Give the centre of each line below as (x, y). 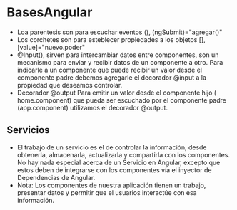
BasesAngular (50, 12)
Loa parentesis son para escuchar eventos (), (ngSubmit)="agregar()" (120, 32)
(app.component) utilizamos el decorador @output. (92, 107)
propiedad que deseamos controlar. (70, 85)
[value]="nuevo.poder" (51, 47)
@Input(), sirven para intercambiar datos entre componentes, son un (118, 55)
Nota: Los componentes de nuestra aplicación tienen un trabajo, (111, 185)
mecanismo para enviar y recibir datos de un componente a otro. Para (120, 62)
